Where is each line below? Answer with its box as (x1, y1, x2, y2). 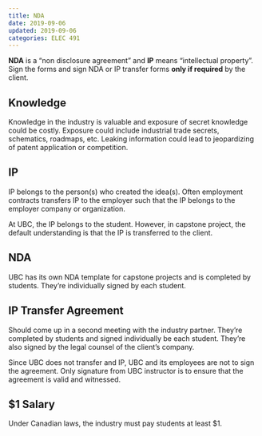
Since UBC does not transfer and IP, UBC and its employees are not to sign (8, 357, 255, 367)
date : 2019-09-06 (8, 19, 66, 27)
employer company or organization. (8, 204, 125, 213)
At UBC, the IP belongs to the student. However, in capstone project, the (8, 219, 246, 228)
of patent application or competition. (8, 143, 129, 153)
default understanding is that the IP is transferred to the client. (8, 228, 213, 237)
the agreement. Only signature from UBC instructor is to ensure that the (8, 366, 244, 375)
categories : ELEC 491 (8, 34, 81, 42)
